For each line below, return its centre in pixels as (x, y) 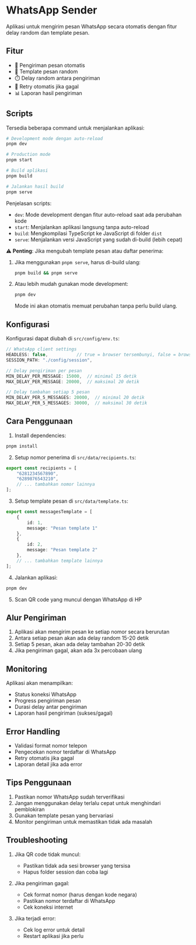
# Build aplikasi (27, 170)
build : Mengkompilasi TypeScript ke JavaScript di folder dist (88, 233)
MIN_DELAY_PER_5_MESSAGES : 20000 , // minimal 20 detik (75, 398)
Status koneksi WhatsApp (45, 694)
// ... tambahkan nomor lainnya (56, 485)
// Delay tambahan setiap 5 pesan (48, 392)
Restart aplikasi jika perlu (53, 936)
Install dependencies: (40, 435)
